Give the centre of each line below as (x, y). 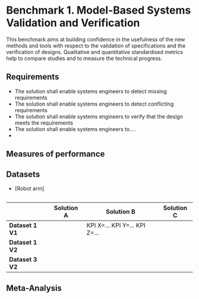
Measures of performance (56, 154)
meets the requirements (44, 123)
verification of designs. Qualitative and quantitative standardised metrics (95, 52)
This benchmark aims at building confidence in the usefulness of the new (96, 39)
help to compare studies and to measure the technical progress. (84, 58)
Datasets (23, 174)
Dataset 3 (23, 260)
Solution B (121, 212)
